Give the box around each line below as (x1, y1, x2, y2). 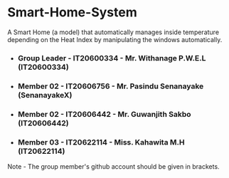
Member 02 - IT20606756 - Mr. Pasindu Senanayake (17, 81, 204, 91)
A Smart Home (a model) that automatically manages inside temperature (7, 28, 219, 36)
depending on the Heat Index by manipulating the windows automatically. (7, 35, 223, 43)
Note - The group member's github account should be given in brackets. (7, 162, 220, 171)
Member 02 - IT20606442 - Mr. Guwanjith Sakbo (17, 109, 191, 119)
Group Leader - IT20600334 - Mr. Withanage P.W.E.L (17, 53, 206, 63)
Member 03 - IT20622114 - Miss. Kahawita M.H (17, 137, 185, 147)
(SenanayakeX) (17, 90, 73, 100)
